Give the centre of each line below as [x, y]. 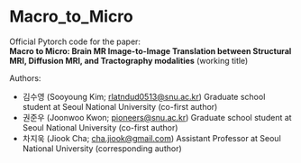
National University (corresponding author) [102, 148]
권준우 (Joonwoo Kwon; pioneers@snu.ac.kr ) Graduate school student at [157, 117]
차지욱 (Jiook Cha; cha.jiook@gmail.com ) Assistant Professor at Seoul [151, 138]
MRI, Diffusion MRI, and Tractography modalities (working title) [129, 60]
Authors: [25, 77]
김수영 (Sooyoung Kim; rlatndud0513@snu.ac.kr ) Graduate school [144, 96]
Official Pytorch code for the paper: [75, 41]
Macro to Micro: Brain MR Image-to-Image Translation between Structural [150, 50]
